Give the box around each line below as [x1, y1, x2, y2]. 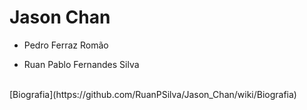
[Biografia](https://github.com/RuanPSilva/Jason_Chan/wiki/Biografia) [9, 88, 297, 100]
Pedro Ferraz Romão [23, 39, 109, 51]
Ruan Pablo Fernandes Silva [23, 58, 140, 70]
